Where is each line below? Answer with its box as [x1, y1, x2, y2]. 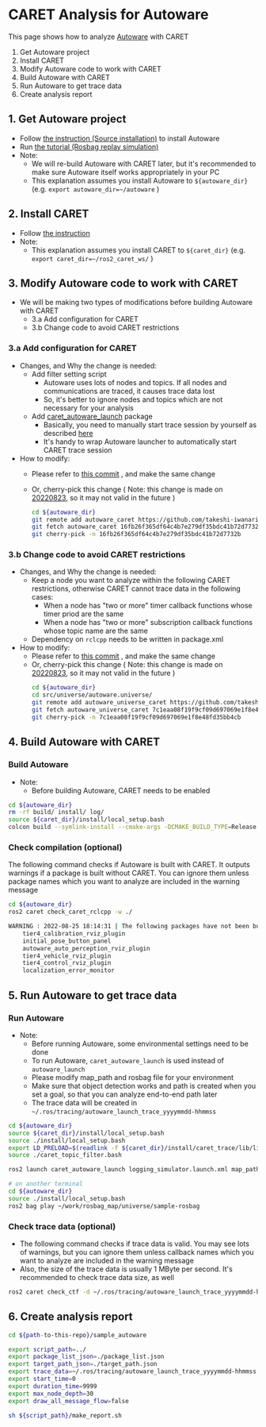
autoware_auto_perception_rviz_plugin [22, 944, 150, 952]
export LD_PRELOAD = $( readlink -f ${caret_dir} [8, 1144, 165, 1152]
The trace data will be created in [31, 1097, 137, 1107]
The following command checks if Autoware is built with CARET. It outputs [8, 860, 251, 870]
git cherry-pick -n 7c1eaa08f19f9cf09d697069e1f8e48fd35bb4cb [31, 713, 241, 721]
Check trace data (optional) [8, 1221, 116, 1232]
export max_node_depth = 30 [8, 1390, 93, 1398]
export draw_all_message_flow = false [8, 1397, 129, 1405]
